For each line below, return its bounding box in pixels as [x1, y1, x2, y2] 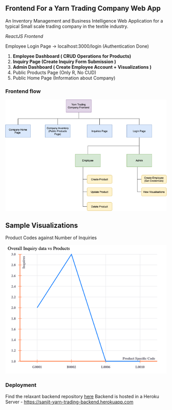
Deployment [5, 382, 37, 389]
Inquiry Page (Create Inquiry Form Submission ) [12, 58, 116, 65]
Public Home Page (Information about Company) [12, 74, 116, 81]
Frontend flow [5, 87, 41, 94]
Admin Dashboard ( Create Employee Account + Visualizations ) [12, 64, 152, 70]
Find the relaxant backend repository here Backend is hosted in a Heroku [5, 393, 160, 399]
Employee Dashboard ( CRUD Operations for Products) [12, 53, 132, 59]
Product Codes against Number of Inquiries [5, 235, 97, 241]
